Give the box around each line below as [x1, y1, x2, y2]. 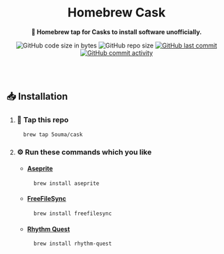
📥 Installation [6, 91, 68, 103]
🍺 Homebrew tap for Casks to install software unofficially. [31, 27, 202, 36]
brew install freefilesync [33, 210, 112, 217]
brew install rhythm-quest [33, 240, 112, 248]
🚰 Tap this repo [16, 115, 69, 125]
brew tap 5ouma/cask [23, 130, 83, 138]
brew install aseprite [33, 179, 100, 187]
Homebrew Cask [67, 5, 166, 21]
